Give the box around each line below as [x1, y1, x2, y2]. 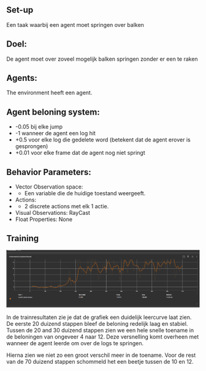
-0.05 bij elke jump [15, 123, 63, 130]
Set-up [6, 5, 34, 15]
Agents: [6, 73, 38, 83]
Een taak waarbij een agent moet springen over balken [6, 21, 144, 28]
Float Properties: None [15, 215, 72, 223]
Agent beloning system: [6, 107, 100, 117]
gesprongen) [15, 143, 48, 150]
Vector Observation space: [15, 183, 83, 190]
